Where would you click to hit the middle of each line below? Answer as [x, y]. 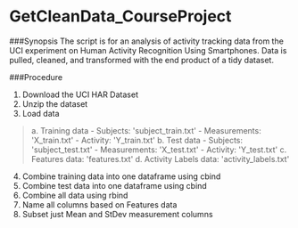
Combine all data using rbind [75, 195]
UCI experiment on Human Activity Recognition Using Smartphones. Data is [148, 50]
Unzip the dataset [55, 103]
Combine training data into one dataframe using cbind [121, 176]
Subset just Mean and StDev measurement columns [117, 214]
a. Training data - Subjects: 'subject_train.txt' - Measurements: [146, 130]
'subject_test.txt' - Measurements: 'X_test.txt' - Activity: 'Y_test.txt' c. [159, 150]
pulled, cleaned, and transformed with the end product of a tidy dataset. [142, 60]
